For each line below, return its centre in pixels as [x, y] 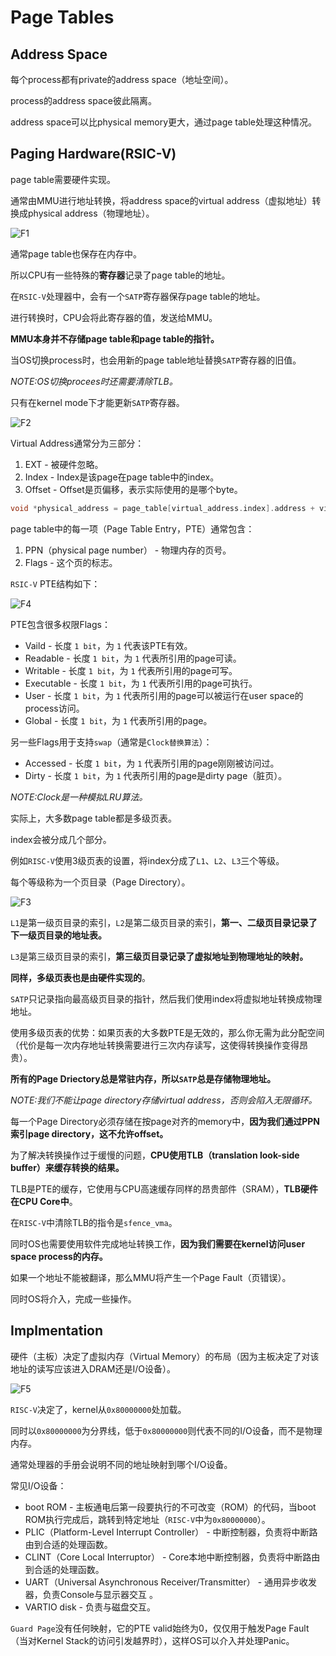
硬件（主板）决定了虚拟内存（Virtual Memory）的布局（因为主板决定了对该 [165, 1356]
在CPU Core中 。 [44, 1201]
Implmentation [57, 1331]
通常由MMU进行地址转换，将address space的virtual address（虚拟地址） [161, 200]
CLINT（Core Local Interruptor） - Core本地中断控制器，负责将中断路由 [172, 1557]
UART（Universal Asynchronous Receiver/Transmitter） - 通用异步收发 [171, 1582]
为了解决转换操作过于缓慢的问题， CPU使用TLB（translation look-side [155, 1155]
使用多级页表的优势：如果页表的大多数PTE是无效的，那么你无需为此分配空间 [167, 1032]
